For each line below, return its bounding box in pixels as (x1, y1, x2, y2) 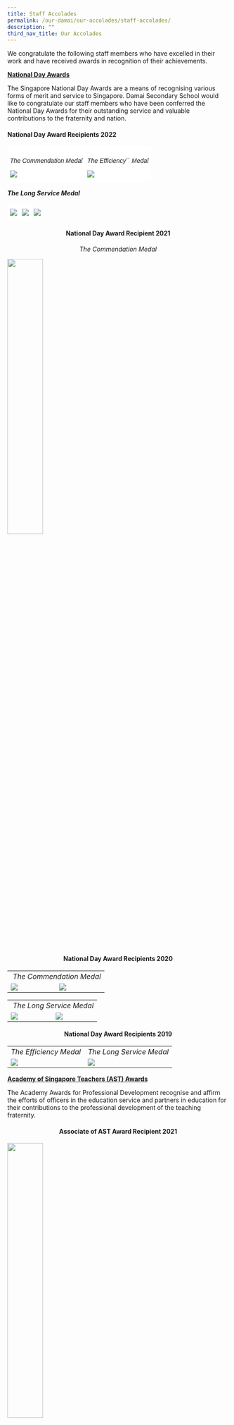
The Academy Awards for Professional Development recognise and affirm (7, 1089, 221, 1097)
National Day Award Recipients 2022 (7, 130, 117, 138)
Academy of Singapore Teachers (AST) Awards (7, 1075, 148, 1083)
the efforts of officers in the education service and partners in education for (7, 1096, 227, 1104)
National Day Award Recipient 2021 (65, 229, 171, 238)
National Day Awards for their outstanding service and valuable (7, 106, 190, 115)
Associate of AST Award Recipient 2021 (58, 1127, 178, 1135)
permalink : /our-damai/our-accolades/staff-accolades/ (7, 17, 171, 24)
